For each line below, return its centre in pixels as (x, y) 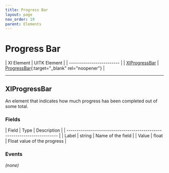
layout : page (19, 15)
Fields (13, 119)
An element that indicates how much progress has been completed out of (81, 101)
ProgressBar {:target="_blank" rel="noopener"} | (55, 68)
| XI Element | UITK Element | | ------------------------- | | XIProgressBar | (82, 63)
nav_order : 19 (20, 19)
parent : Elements (23, 24)
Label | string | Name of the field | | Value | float (114, 136)
